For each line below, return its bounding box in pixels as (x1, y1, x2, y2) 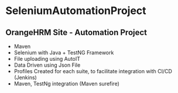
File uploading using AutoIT (13, 56, 80, 62)
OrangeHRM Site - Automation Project (5, 27, 148, 37)
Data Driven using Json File (13, 61, 81, 68)
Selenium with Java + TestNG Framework (13, 49, 114, 56)
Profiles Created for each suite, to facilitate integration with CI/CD (13, 68, 172, 74)
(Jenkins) (13, 74, 37, 81)
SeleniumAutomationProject (5, 4, 147, 18)
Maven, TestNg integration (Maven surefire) (13, 80, 119, 87)
